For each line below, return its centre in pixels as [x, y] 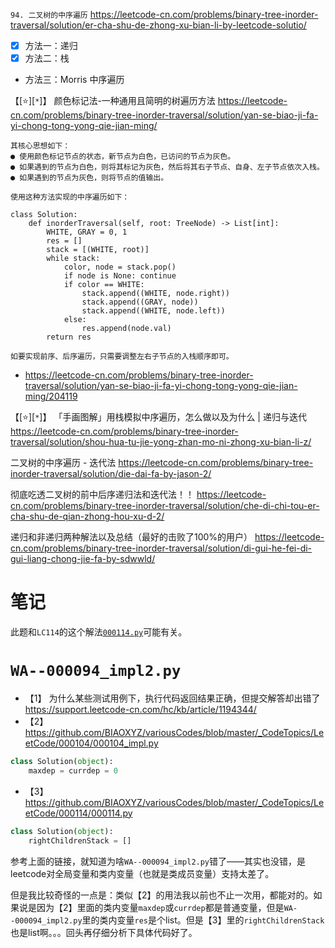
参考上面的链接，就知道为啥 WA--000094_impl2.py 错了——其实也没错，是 [158, 861]
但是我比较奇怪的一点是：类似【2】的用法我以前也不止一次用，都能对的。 [162, 895]
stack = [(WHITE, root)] [98, 250]
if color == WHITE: [104, 285]
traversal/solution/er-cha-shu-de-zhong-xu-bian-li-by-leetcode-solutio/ [158, 25]
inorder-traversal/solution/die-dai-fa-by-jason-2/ [111, 474]
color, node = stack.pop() [120, 267]
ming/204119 [51, 396]
